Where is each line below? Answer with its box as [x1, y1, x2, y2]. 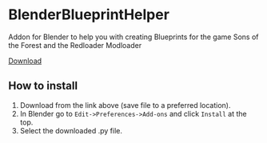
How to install [8, 79, 78, 93]
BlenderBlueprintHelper [8, 6, 170, 24]
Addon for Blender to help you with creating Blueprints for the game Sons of [8, 32, 259, 42]
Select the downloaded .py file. [19, 125, 122, 135]
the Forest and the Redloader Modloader [8, 40, 142, 50]
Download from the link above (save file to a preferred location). [19, 100, 231, 109]
